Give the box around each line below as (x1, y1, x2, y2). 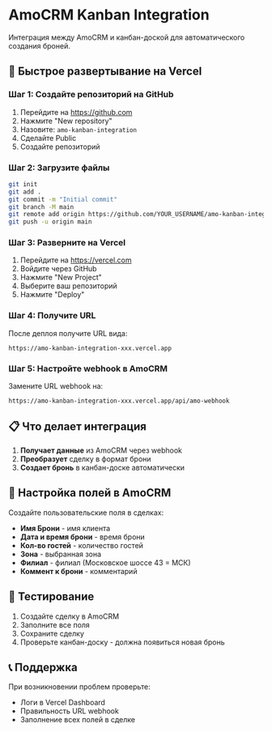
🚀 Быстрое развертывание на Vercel (8, 65, 202, 79)
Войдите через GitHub (19, 264, 97, 274)
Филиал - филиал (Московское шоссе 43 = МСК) (19, 557, 192, 568)
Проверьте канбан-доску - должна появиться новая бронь (19, 637, 225, 647)
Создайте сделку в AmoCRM (19, 611, 120, 621)
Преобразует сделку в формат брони (19, 453, 151, 463)
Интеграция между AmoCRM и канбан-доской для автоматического (8, 32, 245, 42)
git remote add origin (8, 211, 85, 219)
